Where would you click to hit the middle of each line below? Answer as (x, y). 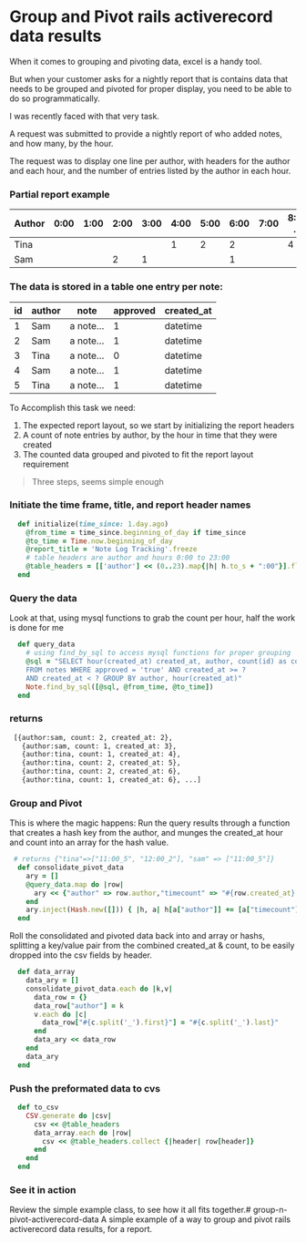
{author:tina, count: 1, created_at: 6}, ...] (112, 780)
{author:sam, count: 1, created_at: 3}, (99, 746)
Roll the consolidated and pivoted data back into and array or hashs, (138, 936)
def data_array (46, 972)
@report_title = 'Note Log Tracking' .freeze (112, 550)
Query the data (43, 598)
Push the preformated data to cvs (85, 1088)
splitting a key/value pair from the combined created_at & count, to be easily (152, 946)
